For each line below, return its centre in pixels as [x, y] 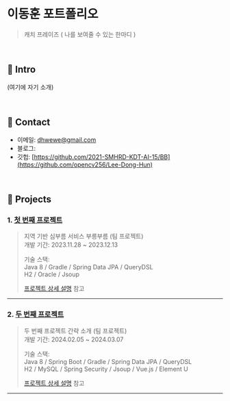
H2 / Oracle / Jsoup [52, 274]
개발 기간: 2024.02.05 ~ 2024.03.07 [74, 339]
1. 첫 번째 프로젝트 [35, 220]
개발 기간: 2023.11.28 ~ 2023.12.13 [71, 245]
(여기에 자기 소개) [30, 87]
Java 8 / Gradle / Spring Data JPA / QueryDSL [88, 267]
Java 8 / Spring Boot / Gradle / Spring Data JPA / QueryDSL [108, 361]
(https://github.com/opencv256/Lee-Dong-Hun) [85, 165]
